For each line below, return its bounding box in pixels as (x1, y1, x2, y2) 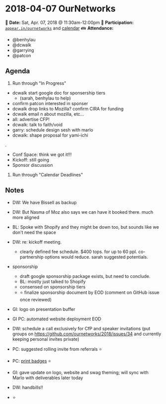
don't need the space (12, 229, 56, 235)
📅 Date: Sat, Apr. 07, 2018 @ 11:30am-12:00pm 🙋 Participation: (5, 19, 134, 25)
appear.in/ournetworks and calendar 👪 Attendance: (5, 25, 114, 31)
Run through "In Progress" (12, 80, 66, 86)
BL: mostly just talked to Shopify (19, 278, 86, 284)
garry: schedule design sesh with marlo (12, 127, 93, 133)
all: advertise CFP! (12, 116, 50, 122)
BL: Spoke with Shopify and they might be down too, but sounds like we (12, 224, 160, 230)
